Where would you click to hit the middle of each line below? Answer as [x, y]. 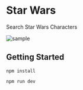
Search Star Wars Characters [42, 27]
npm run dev [21, 81]
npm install [21, 71]
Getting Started [35, 57]
